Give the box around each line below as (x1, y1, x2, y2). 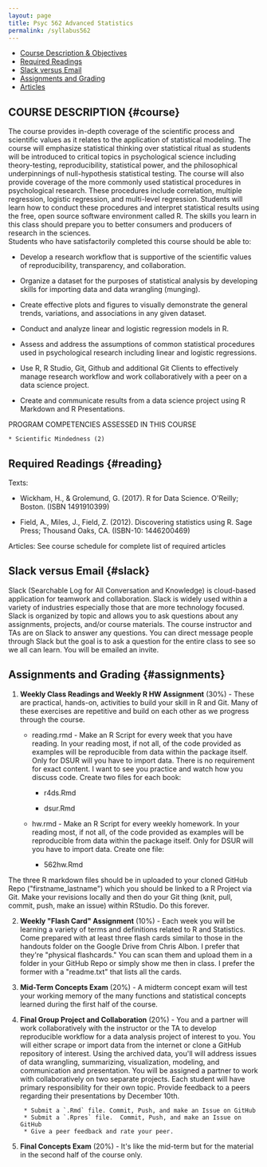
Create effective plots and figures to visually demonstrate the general (19, 300, 249, 309)
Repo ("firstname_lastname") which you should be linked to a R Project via (8, 883, 253, 893)
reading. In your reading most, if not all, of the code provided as (31, 739, 241, 748)
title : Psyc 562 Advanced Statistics (8, 19, 134, 27)
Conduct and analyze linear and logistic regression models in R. (19, 324, 230, 333)
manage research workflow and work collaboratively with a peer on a (19, 372, 248, 381)
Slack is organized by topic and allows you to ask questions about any (8, 611, 239, 621)
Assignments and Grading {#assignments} (8, 668, 226, 682)
